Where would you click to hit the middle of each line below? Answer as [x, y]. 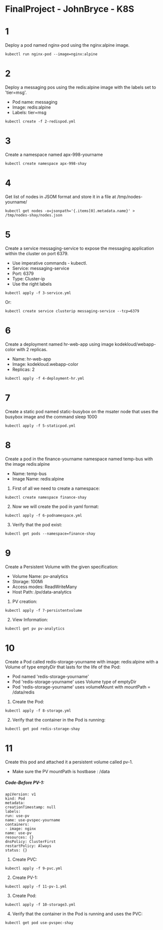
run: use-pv [17, 816]
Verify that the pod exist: [37, 524]
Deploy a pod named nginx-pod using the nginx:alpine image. [68, 45]
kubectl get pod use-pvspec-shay [39, 923]
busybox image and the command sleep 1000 [51, 417]
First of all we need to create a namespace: [56, 488]
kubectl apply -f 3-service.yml [38, 293]
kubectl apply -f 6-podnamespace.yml [44, 515]
